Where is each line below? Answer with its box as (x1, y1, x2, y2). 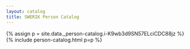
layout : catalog (6, 8, 45, 15)
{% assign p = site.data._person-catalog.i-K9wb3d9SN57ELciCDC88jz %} (6, 30, 185, 37)
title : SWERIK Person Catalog (6, 14, 80, 20)
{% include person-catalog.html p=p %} (6, 36, 103, 43)
